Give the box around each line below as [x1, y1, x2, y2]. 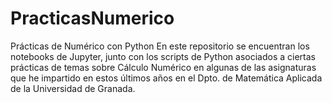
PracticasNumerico [10, 7, 175, 30]
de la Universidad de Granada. [10, 82, 136, 94]
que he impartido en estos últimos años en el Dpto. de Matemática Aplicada [10, 72, 323, 84]
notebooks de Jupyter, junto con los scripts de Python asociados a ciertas [10, 50, 316, 62]
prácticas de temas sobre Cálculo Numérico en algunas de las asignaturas [10, 61, 317, 73]
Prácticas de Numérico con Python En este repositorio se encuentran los [10, 40, 310, 52]
